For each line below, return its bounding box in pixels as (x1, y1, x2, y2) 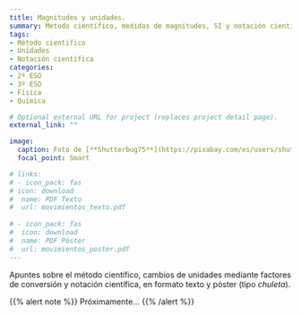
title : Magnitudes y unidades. (9, 13, 126, 22)
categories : (9, 64, 54, 72)
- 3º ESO (9, 80, 42, 89)
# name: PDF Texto (9, 194, 82, 204)
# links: (9, 169, 42, 179)
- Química (9, 96, 47, 106)
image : (9, 137, 34, 146)
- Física (9, 88, 42, 97)
